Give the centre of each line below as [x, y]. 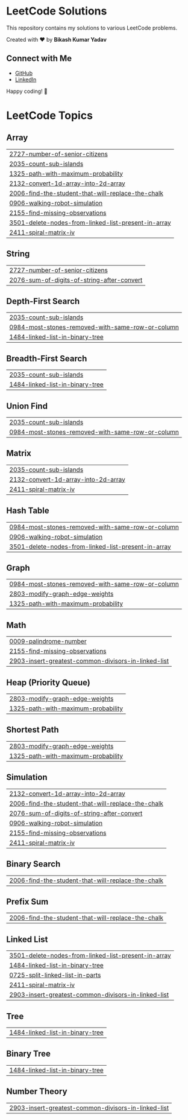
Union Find [27, 406]
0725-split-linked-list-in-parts [55, 975]
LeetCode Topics [50, 115]
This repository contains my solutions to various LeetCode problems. [92, 28]
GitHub [24, 73]
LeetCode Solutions [57, 11]
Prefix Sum [27, 901]
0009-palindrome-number [48, 641]
